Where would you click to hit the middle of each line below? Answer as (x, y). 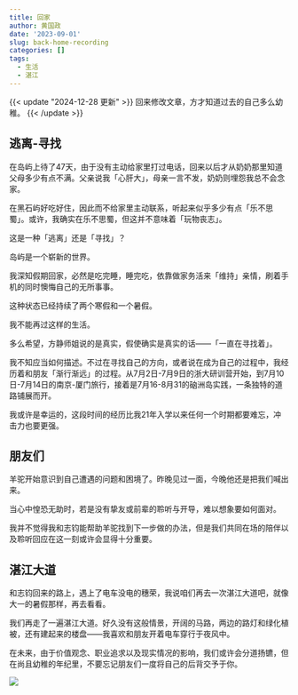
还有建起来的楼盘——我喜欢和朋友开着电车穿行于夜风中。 (129, 634)
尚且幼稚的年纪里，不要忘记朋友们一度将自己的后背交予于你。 (129, 664)
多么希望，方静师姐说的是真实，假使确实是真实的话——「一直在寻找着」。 (143, 343)
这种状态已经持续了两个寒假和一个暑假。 (83, 305)
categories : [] (37, 51)
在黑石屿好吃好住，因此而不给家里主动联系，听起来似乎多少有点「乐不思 (141, 208)
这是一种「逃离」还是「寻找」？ (67, 237)
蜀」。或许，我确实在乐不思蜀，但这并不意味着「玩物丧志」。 (118, 219)
